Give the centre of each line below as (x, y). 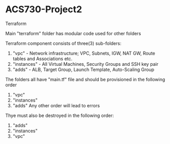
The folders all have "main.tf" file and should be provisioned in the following (85, 79)
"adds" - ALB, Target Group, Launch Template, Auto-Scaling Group (83, 69)
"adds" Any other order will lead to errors (56, 105)
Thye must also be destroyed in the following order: (60, 115)
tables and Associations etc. (42, 58)
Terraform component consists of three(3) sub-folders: (63, 43)
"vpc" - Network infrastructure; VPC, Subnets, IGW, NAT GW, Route (84, 53)
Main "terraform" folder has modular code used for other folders (73, 33)
